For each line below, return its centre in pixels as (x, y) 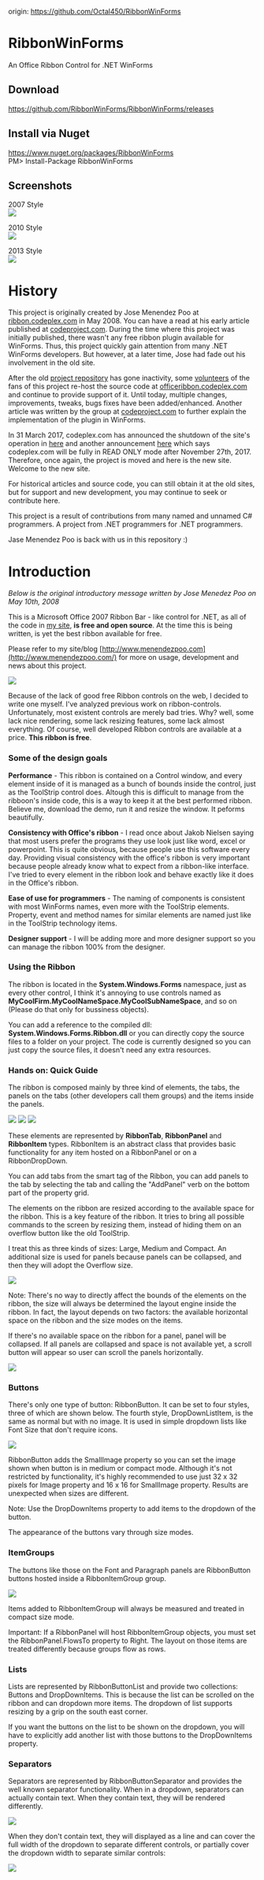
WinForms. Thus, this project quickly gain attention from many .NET (118, 346)
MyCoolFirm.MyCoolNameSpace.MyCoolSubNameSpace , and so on (123, 1001)
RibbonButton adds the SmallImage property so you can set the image (122, 1460)
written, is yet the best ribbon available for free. (85, 634)
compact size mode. (41, 1617)
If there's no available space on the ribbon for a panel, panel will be (117, 1336)
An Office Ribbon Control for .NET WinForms (81, 65)
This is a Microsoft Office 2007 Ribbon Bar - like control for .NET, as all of (127, 617)
